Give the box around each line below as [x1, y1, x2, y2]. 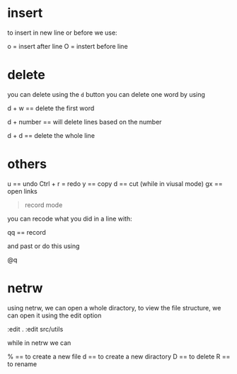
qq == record [7, 228, 46, 236]
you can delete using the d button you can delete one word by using [7, 90, 205, 98]
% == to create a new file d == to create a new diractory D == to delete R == [7, 352, 231, 361]
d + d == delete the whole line [7, 131, 96, 139]
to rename [7, 359, 37, 368]
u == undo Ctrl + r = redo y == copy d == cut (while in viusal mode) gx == [7, 179, 223, 188]
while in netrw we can [7, 338, 71, 347]
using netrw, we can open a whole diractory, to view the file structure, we [7, 303, 221, 312]
